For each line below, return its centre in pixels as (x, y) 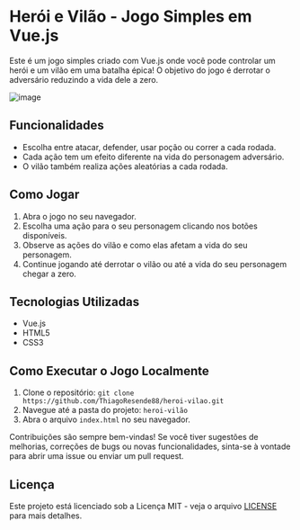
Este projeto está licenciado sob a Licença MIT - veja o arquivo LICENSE (143, 506)
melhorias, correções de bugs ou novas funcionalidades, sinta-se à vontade (150, 446)
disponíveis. (44, 235)
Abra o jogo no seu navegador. (79, 216)
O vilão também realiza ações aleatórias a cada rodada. (125, 166)
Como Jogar (44, 195)
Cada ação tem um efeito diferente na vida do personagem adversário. (153, 157)
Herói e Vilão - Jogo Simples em (131, 17)
